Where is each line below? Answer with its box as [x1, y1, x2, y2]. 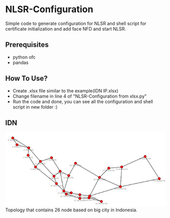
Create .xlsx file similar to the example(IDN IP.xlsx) [12, 87, 119, 94]
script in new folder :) [12, 104, 58, 110]
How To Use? [5, 74, 48, 83]
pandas [12, 59, 29, 66]
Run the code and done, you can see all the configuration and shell [12, 98, 153, 105]
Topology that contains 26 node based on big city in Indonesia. [5, 207, 137, 213]
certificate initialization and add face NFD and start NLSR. [5, 25, 126, 32]
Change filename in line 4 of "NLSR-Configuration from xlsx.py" [12, 93, 147, 99]
